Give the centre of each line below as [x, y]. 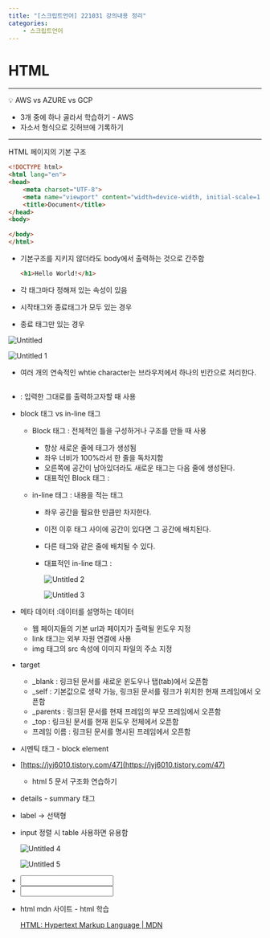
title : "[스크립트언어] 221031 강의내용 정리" [78, 16]
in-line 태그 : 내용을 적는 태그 [78, 494]
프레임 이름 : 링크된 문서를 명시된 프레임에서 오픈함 [111, 731]
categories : [28, 23]
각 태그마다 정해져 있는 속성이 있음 [74, 289]
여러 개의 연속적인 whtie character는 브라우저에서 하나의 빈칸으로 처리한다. [138, 372]
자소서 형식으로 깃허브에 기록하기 [72, 127]
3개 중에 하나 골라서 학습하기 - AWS [77, 117]
